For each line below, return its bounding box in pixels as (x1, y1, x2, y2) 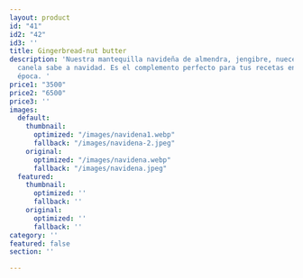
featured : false (9, 239, 70, 248)
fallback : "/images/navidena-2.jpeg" (32, 139, 176, 148)
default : (17, 113, 50, 122)
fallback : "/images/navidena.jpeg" (32, 164, 168, 173)
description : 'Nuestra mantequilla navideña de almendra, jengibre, (9, 55, 272, 64)
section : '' (9, 247, 54, 256)
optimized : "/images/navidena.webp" (32, 155, 171, 165)
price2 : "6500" (9, 88, 67, 97)
